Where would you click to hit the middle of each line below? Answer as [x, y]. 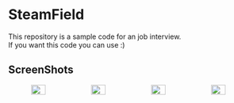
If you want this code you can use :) [67, 44]
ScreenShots [41, 70]
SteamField [46, 15]
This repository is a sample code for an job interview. [95, 36]
